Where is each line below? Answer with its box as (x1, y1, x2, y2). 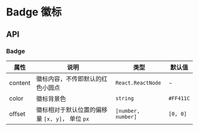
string (115, 95, 134, 101)
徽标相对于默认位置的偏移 (36, 106, 108, 114)
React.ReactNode (115, 79, 162, 86)
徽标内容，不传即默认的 (36, 74, 102, 83)
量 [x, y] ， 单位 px (36, 114, 89, 123)
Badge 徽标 (6, 5, 62, 19)
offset (9, 110, 25, 118)
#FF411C (168, 95, 190, 101)
